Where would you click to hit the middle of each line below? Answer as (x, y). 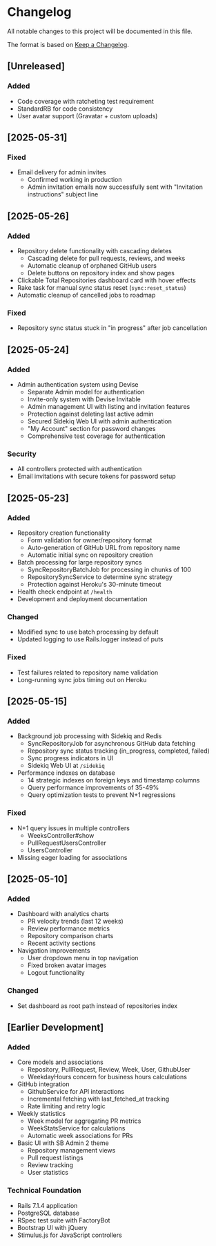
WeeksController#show (61, 835)
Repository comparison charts (70, 936)
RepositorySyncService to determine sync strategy (100, 577)
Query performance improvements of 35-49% (93, 788)
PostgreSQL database (48, 1213)
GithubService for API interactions (76, 1092)
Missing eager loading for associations (72, 857)
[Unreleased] (36, 66)
